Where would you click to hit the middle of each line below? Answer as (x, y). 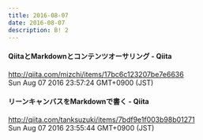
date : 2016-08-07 (37, 23)
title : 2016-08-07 (38, 15)
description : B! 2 (38, 30)
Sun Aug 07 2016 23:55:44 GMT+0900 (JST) (81, 127)
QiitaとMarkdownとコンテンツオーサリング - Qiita (90, 56)
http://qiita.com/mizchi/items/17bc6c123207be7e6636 (96, 74)
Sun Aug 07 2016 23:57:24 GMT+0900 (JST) (81, 83)
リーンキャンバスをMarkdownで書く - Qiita (79, 101)
